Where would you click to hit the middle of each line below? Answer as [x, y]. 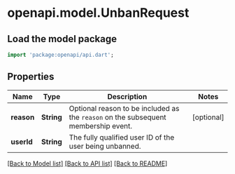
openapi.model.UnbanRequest [98, 13]
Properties [31, 77]
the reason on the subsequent [117, 117]
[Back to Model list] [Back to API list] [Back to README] [87, 163]
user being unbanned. [105, 146]
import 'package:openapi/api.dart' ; [60, 55]
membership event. [101, 126]
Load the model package [62, 39]
